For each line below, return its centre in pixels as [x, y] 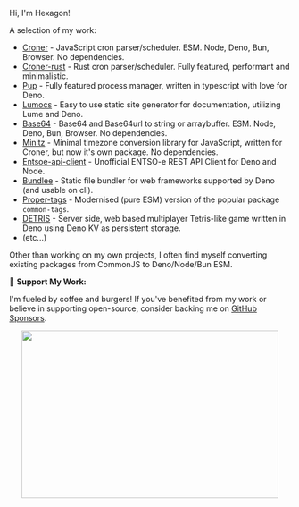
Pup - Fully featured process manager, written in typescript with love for [154, 85]
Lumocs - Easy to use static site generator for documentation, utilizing [151, 105]
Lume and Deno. [52, 114]
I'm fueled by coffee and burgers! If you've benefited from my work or [138, 299]
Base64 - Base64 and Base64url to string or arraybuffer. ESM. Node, [149, 123]
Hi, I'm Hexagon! [40, 13]
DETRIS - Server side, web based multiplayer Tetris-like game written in [154, 219]
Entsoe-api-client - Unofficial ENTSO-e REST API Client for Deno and [149, 161]
